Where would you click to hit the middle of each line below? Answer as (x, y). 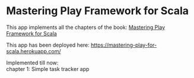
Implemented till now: (32, 63)
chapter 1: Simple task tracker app (48, 69)
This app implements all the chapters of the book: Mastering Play (86, 27)
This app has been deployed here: (48, 45)
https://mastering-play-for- (124, 45)
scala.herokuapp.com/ (34, 51)
